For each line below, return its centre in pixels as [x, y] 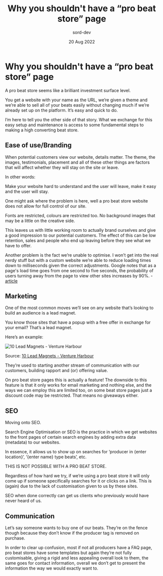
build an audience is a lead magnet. [41, 313]
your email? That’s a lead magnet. [39, 328]
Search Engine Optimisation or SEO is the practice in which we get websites [81, 432]
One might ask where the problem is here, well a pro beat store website [77, 201]
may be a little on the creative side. [40, 221]
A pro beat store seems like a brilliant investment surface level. [68, 90]
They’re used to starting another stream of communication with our [72, 365]
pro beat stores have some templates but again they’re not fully [69, 553]
